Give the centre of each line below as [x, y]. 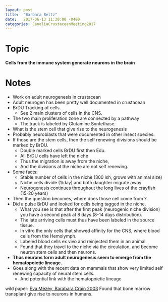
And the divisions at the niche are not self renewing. [74, 167]
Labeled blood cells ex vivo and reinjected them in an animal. [83, 242]
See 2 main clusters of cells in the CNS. [61, 113]
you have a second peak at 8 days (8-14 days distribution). [81, 215]
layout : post [19, 10]
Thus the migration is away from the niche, [65, 161]
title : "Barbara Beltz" [31, 15]
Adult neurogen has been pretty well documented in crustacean [79, 102]
